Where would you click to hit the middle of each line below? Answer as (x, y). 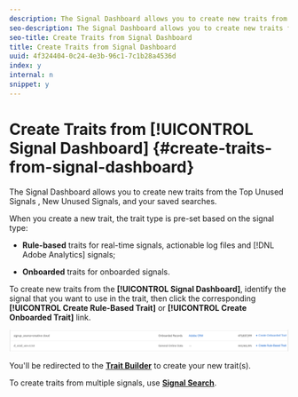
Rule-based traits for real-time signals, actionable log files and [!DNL (148, 245)
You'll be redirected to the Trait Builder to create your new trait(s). (130, 365)
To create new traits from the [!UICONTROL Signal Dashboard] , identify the (148, 289)
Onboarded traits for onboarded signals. (96, 272)
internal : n (31, 75)
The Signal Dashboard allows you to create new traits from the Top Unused (146, 192)
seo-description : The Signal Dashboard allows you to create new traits (146, 28)
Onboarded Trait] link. (50, 317)
